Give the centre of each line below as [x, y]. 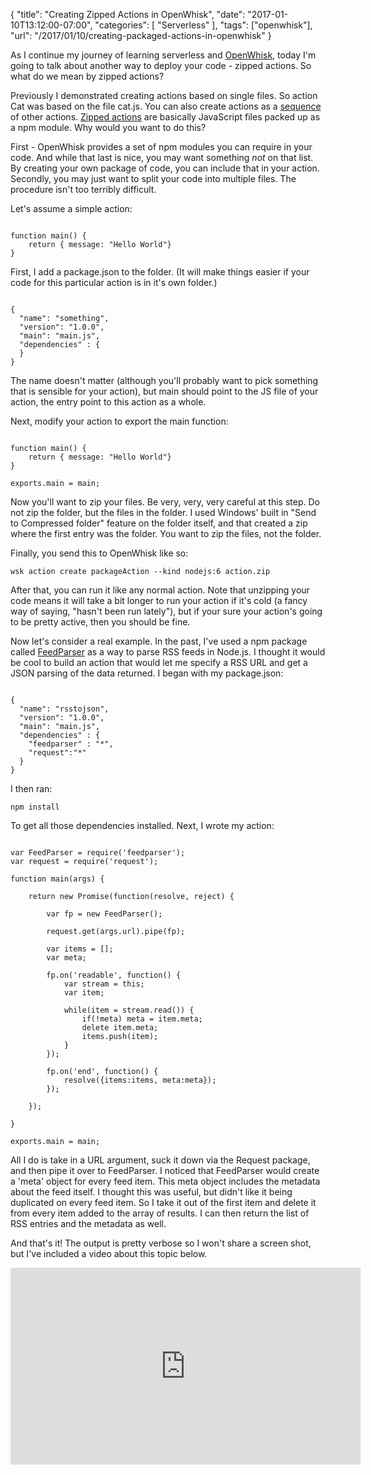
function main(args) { [57, 879]
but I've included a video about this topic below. [109, 1253]
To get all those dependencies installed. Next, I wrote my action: [142, 825]
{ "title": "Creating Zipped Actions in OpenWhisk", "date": [128, 14]
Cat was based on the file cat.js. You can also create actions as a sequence [166, 106]
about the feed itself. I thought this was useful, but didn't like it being [151, 1192]
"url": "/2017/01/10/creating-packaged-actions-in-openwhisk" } [141, 35]
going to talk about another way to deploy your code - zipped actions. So [161, 65]
